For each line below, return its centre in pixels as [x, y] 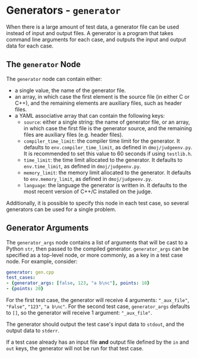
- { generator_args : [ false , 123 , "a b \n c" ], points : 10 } [78, 283]
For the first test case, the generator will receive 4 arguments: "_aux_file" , [98, 300]
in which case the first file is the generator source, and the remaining [108, 128]
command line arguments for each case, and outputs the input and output [96, 39]
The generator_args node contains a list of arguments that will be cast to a [97, 242]
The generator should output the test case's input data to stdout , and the [95, 324]
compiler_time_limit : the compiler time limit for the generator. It [102, 141]
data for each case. [30, 46]
